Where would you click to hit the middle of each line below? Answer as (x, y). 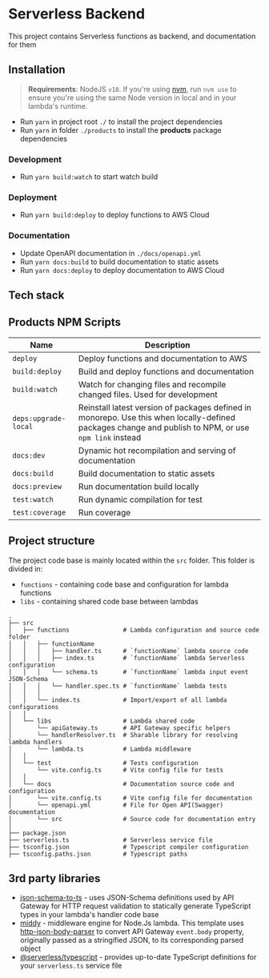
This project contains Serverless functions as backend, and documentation (132, 36)
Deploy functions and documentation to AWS (163, 359)
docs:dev (29, 455)
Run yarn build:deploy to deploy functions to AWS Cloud (114, 215)
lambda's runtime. (58, 106)
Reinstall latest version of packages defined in (165, 407)
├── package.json (37, 833)
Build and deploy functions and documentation (167, 371)
